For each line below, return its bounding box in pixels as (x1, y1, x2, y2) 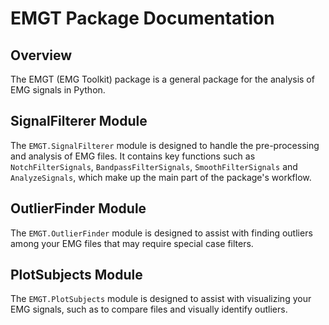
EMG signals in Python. (10, 84, 106, 96)
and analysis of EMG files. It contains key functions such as (10, 150, 256, 162)
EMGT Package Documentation (10, 7, 275, 30)
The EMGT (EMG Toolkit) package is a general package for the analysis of (10, 73, 315, 85)
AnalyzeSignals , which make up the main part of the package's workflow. (10, 171, 312, 183)
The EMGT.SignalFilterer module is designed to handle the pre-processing (10, 139, 320, 151)
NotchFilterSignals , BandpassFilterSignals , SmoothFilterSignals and (10, 160, 298, 172)
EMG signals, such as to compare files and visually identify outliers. (10, 303, 288, 316)
